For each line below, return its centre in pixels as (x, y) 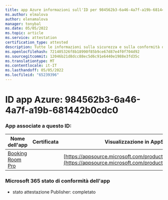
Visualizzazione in (127, 142)
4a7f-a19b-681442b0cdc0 (62, 110)
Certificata (45, 142)
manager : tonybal (23, 24)
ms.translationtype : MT (30, 61)
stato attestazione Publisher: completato (54, 192)
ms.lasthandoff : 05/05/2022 (34, 70)
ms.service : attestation (31, 38)
